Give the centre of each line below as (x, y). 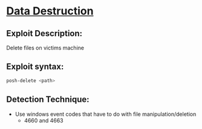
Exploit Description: (44, 33)
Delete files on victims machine (45, 48)
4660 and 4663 (44, 120)
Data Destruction (50, 11)
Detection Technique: (48, 100)
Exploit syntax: (35, 67)
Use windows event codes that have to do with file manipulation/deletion (106, 114)
